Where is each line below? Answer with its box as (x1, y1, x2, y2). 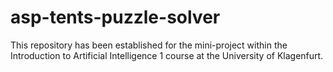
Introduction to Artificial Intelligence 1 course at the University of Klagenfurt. (10, 49, 324, 61)
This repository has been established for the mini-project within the (10, 39, 288, 51)
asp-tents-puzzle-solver (10, 6, 221, 29)
